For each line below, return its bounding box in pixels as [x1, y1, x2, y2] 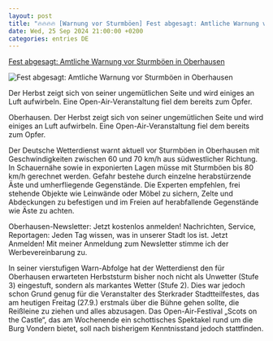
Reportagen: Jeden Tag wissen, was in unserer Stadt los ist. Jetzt [8, 231, 228, 240]
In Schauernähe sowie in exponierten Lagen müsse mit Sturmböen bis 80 [8, 163, 254, 173]
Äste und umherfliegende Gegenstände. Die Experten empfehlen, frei [8, 180, 240, 190]
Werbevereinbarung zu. [8, 248, 88, 257]
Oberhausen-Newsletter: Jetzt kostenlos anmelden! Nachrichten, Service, [8, 222, 256, 231]
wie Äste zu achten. [8, 206, 75, 216]
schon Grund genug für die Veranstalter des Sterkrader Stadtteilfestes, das [8, 289, 260, 299]
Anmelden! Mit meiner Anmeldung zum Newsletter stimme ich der [8, 239, 229, 248]
